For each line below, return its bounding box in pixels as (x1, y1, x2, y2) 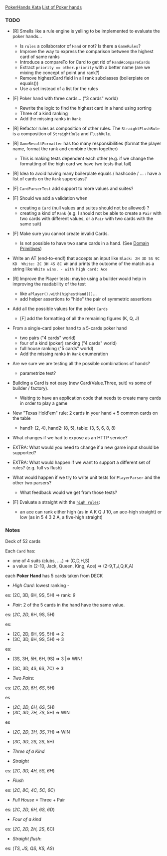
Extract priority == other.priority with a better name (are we (19, 65, 151, 71)
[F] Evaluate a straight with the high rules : (12, 499, 101, 505)
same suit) (19, 221, 41, 227)
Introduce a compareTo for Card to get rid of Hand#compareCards (19, 59, 151, 65)
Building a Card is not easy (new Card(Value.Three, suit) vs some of (12, 380, 152, 386)
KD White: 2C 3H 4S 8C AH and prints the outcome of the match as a (12, 260, 155, 267)
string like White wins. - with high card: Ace (12, 266, 108, 272)
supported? (12, 450, 36, 456)
